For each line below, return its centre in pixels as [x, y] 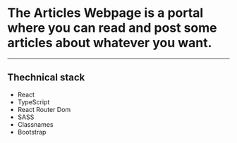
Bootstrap [32, 132]
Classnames [36, 124]
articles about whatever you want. [110, 43]
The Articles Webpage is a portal [105, 13]
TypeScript [34, 102]
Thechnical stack [46, 78]
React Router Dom [44, 109]
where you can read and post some [112, 28]
